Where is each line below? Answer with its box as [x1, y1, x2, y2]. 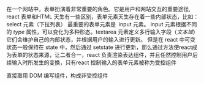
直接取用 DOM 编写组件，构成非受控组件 [6, 72, 108, 79]
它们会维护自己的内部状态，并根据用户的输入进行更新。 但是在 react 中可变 [6, 36, 196, 43]
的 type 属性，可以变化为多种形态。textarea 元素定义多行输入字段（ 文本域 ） [6, 28, 199, 35]
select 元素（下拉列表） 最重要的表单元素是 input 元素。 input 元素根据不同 [6, 21, 197, 28]
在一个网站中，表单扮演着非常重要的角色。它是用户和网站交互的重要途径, [6, 6, 191, 12]
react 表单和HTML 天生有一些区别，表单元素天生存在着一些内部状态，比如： [6, 13, 199, 20]
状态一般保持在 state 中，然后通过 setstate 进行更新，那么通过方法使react [6, 43, 192, 51]
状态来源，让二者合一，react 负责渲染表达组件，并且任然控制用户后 [27, 51, 198, 58]
